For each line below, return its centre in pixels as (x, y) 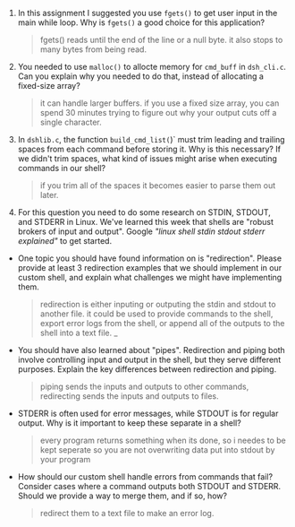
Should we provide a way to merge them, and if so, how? (122, 496)
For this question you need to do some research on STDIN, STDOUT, (144, 212)
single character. (71, 122)
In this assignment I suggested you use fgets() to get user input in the (147, 13)
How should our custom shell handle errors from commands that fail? (145, 477)
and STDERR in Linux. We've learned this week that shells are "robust (146, 222)
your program (65, 459)
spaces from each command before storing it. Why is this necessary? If (149, 149)
